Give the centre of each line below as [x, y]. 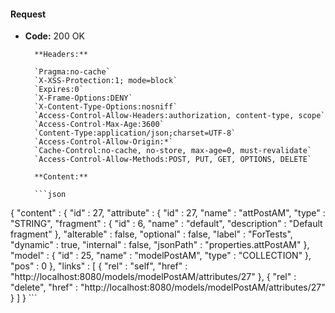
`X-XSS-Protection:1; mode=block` [106, 81]
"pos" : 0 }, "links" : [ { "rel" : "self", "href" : [99, 266]
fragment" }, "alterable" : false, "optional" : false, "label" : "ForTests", [151, 234]
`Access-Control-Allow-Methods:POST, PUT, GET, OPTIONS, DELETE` [173, 160]
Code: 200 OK [54, 36]
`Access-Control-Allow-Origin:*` [104, 142]
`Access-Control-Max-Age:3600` [99, 125]
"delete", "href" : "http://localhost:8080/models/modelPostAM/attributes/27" [168, 287]
